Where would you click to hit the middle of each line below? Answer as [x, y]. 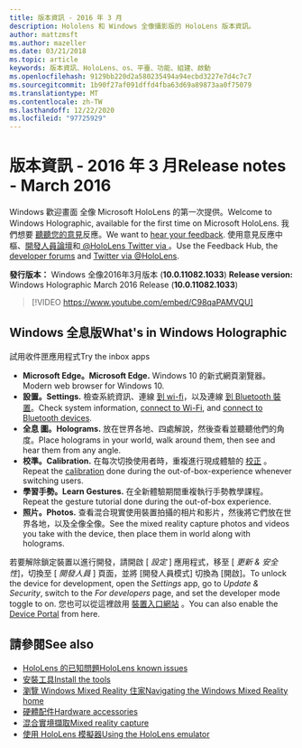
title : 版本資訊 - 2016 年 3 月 [66, 18]
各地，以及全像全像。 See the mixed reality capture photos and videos [160, 523]
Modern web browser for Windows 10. [93, 386]
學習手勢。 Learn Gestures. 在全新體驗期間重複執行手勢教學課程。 [145, 491]
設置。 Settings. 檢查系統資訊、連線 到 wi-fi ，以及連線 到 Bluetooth [146, 396]
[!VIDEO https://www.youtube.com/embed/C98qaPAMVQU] [142, 303]
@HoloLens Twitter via [124, 246]
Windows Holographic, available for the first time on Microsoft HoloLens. [144, 223]
